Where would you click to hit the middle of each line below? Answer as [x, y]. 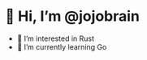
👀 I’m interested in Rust [56, 38]
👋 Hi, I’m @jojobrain [73, 16]
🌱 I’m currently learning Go [62, 46]
